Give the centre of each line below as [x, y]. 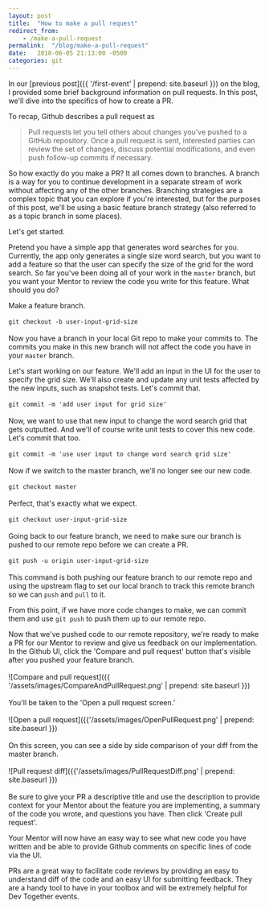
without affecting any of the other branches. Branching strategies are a [126, 190]
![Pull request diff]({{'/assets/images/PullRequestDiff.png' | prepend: [122, 771]
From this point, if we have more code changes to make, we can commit [127, 609]
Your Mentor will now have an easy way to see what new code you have [127, 837]
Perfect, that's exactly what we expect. [73, 503]
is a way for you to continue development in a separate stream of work [125, 181]
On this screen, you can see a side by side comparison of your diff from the [133, 745]
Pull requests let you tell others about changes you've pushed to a [137, 132]
